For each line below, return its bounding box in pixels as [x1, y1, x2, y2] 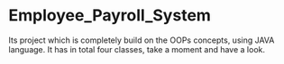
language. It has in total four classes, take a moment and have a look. [8, 44, 266, 54]
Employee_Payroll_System [8, 5, 211, 26]
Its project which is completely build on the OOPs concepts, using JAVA [8, 35, 275, 45]
